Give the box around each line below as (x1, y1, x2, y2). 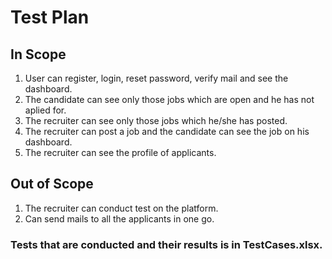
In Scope (10, 46, 67, 63)
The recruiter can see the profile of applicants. (24, 147, 217, 158)
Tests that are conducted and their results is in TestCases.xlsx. (10, 237, 323, 251)
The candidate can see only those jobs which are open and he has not (24, 94, 315, 105)
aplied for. (24, 104, 67, 116)
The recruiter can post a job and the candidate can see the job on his (24, 126, 310, 137)
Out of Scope (10, 176, 94, 193)
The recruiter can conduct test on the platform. (24, 202, 219, 214)
